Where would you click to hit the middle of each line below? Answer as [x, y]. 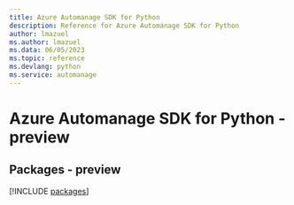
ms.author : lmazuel [45, 42]
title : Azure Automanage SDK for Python [85, 17]
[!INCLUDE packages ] [49, 191]
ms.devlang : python [45, 67]
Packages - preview [65, 170]
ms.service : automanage [53, 75]
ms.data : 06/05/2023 [47, 50]
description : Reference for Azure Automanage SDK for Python [124, 26]
